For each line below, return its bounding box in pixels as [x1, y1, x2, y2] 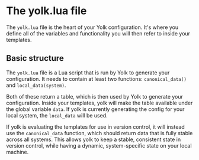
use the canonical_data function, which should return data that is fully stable [6, 129, 193, 136]
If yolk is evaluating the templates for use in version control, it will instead [6, 123, 185, 130]
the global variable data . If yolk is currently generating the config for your [6, 105, 185, 113]
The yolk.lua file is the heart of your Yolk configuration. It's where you [6, 24, 179, 31]
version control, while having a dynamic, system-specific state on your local [6, 142, 192, 149]
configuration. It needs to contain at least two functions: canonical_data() [6, 75, 187, 82]
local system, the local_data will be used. [6, 112, 108, 119]
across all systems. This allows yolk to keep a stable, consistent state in [6, 136, 181, 143]
